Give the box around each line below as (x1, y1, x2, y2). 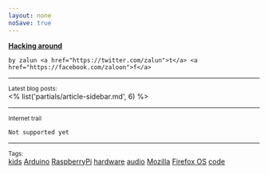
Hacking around (8, 41, 62, 50)
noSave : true (8, 19, 52, 27)
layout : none (8, 11, 52, 20)
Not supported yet (8, 128, 69, 136)
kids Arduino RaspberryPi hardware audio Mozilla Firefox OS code (8, 157, 226, 166)
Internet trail (8, 114, 42, 122)
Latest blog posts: (8, 84, 57, 92)
